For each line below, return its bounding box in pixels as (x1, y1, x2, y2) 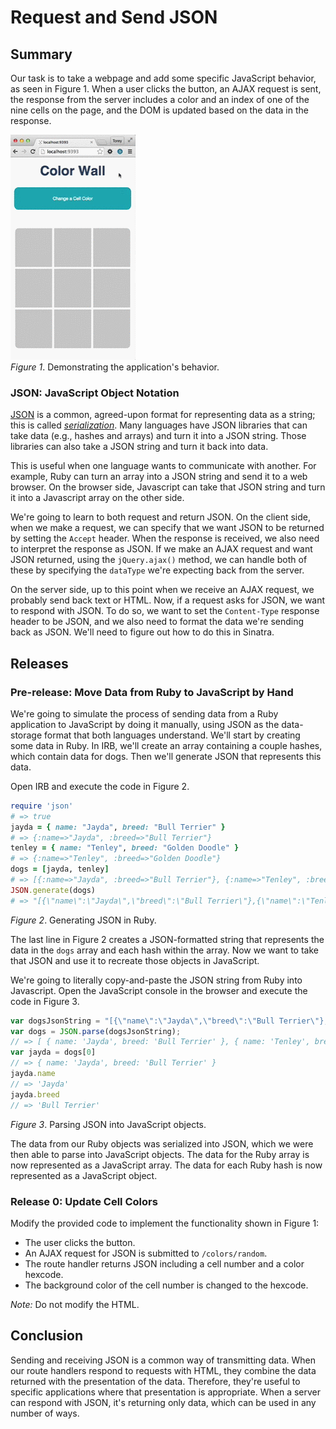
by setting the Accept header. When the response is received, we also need (10, 532, 320, 545)
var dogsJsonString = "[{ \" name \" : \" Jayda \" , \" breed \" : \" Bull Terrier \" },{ (10, 1016, 333, 1026)
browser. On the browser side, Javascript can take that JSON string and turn (10, 481, 326, 493)
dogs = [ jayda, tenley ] (10, 864, 110, 875)
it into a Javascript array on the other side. (10, 492, 185, 504)
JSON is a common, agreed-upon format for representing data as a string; (10, 409, 316, 421)
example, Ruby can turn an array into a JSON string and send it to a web (10, 471, 308, 483)
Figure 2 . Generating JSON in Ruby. (10, 914, 157, 926)
